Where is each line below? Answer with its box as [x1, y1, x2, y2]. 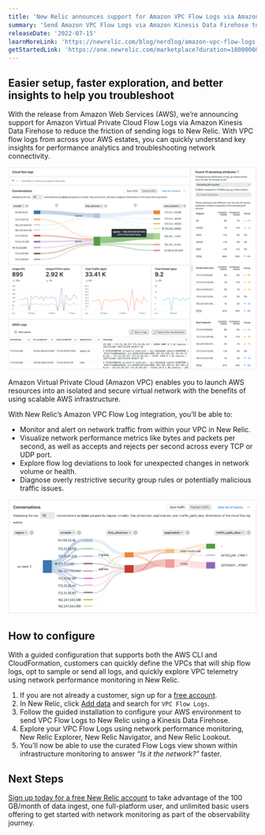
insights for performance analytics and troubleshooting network [8, 143, 215, 152]
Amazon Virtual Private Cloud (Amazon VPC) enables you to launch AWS [8, 378, 244, 387]
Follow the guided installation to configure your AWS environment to [19, 707, 241, 717]
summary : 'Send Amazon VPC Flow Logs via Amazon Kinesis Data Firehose [8, 21, 248, 29]
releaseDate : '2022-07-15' [8, 29, 97, 37]
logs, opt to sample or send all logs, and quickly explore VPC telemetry [8, 667, 238, 677]
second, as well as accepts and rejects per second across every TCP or [19, 442, 253, 451]
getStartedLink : [8, 46, 62, 54]
